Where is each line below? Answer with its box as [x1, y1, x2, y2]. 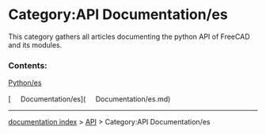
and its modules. [8, 40, 63, 49]
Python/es [8, 78, 42, 88]
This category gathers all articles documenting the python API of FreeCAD [8, 32, 250, 41]
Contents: [8, 59, 47, 71]
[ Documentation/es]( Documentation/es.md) [8, 94, 171, 104]
